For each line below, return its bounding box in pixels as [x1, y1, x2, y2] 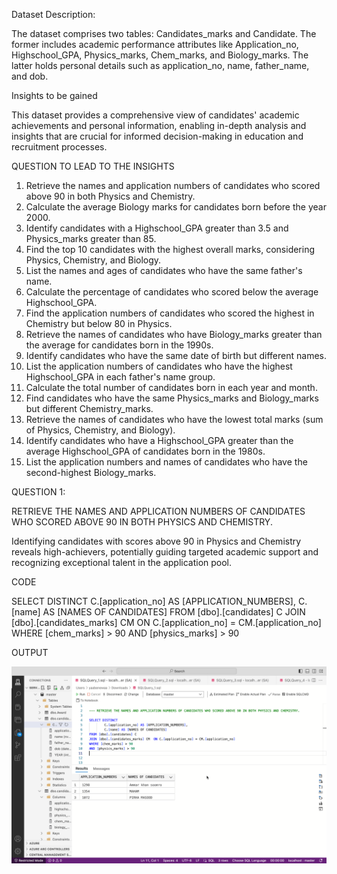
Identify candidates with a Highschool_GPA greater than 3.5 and [25, 222, 289, 234]
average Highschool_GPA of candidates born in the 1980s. [25, 445, 266, 457]
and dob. [11, 70, 49, 82]
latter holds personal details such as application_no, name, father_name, [11, 60, 310, 71]
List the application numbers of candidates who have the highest [25, 360, 293, 372]
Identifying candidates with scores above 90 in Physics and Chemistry [11, 535, 302, 547]
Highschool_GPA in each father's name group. [25, 371, 216, 383]
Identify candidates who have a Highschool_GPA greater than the [25, 435, 294, 446]
